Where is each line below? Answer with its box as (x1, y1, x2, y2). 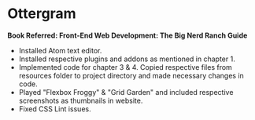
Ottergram (7, 5, 76, 23)
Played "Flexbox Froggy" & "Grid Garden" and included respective (18, 87, 234, 96)
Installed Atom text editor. (18, 45, 102, 55)
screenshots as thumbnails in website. (18, 96, 143, 105)
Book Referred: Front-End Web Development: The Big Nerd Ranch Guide (7, 31, 248, 40)
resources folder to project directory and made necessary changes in (18, 71, 245, 80)
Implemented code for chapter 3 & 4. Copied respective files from (18, 62, 233, 71)
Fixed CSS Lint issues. (18, 104, 91, 114)
